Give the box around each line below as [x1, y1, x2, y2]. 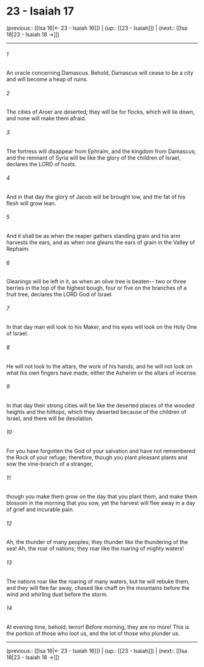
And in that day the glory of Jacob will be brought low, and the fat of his [6, 193, 186, 200]
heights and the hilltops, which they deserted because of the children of [6, 408, 186, 415]
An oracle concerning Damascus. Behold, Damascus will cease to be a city [6, 69, 194, 76]
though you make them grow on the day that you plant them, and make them [6, 493, 197, 500]
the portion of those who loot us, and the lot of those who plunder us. [6, 629, 180, 637]
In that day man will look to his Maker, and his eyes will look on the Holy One [6, 323, 197, 331]
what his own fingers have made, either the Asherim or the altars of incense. [6, 369, 198, 376]
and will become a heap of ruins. [6, 76, 88, 83]
